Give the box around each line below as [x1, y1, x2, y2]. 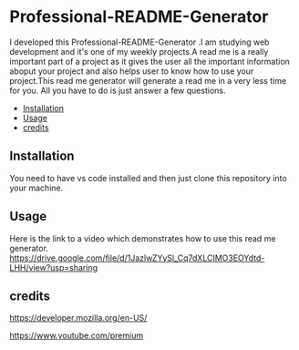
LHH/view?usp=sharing [9, 262, 98, 273]
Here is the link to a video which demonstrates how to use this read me [9, 232, 276, 243]
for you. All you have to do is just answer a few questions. [9, 85, 226, 96]
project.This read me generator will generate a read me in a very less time [9, 75, 287, 86]
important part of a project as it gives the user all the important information [9, 56, 290, 67]
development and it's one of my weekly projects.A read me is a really [9, 46, 269, 57]
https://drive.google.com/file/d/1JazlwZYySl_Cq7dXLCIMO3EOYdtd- [9, 252, 265, 263]
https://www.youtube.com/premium [9, 330, 144, 341]
